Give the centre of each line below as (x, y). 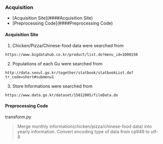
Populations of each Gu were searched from (57, 63)
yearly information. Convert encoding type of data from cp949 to (83, 131)
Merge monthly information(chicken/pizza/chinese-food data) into (84, 126)
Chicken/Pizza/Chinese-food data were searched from (68, 45)
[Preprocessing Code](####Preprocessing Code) (62, 23)
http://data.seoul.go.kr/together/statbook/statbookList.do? (69, 73)
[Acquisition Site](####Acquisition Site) (52, 18)
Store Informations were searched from (52, 86)
